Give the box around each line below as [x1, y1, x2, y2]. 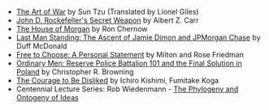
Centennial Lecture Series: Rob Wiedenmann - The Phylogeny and [15, 84, 239, 94]
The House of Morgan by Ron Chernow [15, 24, 148, 33]
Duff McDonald [15, 41, 67, 51]
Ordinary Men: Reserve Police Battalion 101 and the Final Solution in [15, 58, 242, 68]
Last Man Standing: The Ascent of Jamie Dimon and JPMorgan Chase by [15, 32, 261, 42]
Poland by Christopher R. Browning [15, 67, 134, 76]
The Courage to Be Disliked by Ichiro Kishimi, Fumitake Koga [15, 76, 219, 85]
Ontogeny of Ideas [15, 93, 79, 102]
